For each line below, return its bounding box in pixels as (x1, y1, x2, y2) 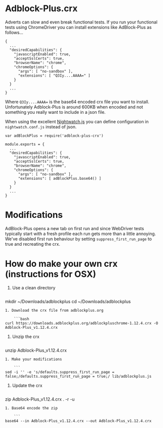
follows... (5, 29, 23, 35)
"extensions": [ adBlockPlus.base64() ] (18, 176, 102, 181)
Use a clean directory (12, 284, 56, 291)
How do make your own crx (5, 258, 118, 269)
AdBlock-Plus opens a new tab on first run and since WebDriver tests (5, 225, 144, 231)
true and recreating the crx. (5, 241, 61, 247)
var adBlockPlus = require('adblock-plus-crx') (5, 133, 104, 138)
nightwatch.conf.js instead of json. (5, 124, 77, 129)
